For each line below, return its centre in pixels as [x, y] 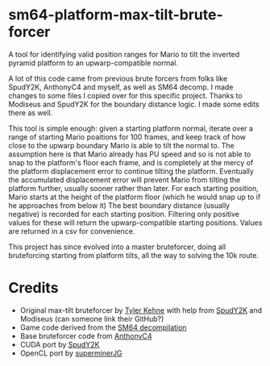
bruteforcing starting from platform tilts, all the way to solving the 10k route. [134, 255]
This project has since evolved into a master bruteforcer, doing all [117, 247]
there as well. [31, 112]
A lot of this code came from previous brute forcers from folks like [118, 78]
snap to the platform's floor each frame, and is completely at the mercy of [131, 162]
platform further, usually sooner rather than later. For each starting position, [134, 188]
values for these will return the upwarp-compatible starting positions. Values [135, 223]
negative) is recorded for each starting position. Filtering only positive [124, 214]
